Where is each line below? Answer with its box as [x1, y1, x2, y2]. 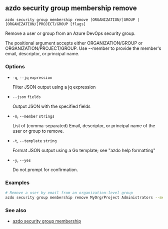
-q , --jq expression [12, 74, 52, 80]
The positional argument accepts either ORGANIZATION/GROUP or [5, 40, 143, 46]
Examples [5, 179, 30, 186]
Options [5, 63, 25, 70]
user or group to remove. [12, 128, 64, 134]
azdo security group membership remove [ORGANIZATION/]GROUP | [5, 17, 140, 22]
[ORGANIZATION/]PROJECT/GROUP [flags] [5, 21, 86, 26]
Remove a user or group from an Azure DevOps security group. [5, 30, 136, 36]
